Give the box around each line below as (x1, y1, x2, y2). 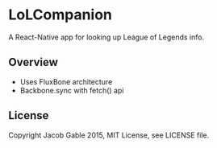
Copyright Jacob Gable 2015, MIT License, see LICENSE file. (8, 130, 210, 140)
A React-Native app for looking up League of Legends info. (8, 32, 204, 42)
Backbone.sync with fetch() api (19, 85, 124, 95)
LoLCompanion (8, 6, 113, 24)
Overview (8, 55, 59, 69)
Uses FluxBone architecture (19, 76, 113, 86)
